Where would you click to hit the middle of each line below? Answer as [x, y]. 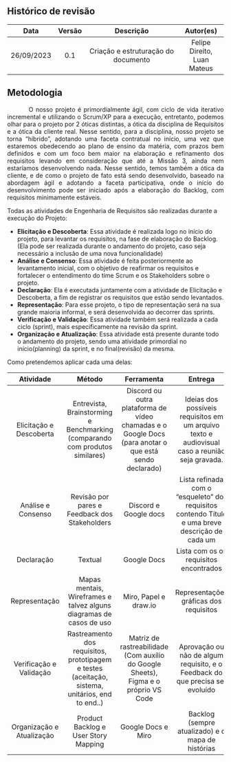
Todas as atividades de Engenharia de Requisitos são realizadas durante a [112, 210]
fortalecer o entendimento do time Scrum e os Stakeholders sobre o [113, 275]
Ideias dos [201, 399]
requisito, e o [201, 663]
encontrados [201, 568]
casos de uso [90, 622]
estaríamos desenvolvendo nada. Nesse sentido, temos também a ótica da [115, 168]
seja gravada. [201, 459]
